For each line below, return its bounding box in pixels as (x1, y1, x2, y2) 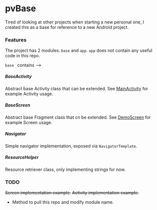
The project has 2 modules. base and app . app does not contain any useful (5, 47, 153, 54)
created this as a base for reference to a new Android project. (5, 24, 129, 30)
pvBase (5, 3, 37, 14)
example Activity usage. (5, 91, 54, 97)
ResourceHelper (5, 154, 39, 160)
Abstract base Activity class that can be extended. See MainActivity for (5, 86, 148, 92)
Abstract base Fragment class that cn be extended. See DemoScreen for (5, 114, 151, 120)
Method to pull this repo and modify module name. (12, 199, 114, 205)
